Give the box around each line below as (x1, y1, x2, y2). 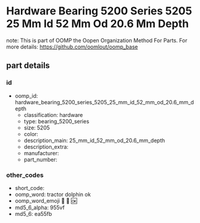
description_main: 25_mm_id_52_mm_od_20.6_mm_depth (23, 137, 165, 144)
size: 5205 (23, 124, 50, 131)
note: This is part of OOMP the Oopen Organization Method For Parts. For (6, 37, 187, 44)
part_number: (23, 156, 57, 163)
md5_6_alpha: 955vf (14, 204, 65, 211)
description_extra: (23, 143, 69, 150)
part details (6, 61, 50, 71)
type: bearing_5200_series (23, 117, 90, 125)
